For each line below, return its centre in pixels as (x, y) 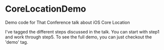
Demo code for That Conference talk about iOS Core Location (68, 22)
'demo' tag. (17, 42)
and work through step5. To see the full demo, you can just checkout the (79, 37)
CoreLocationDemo (46, 9)
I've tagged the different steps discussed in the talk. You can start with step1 (82, 32)
